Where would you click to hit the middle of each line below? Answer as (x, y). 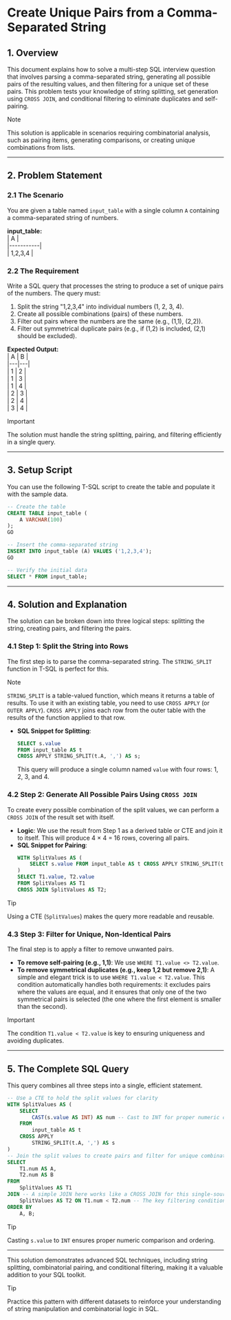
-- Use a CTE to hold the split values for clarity (82, 1098)
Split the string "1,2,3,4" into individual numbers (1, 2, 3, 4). (100, 306)
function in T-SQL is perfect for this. (58, 669)
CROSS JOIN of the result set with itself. (61, 817)
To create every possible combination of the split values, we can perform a (113, 809)
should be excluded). (47, 335)
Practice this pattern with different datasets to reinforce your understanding (114, 1301)
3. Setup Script (40, 470)
